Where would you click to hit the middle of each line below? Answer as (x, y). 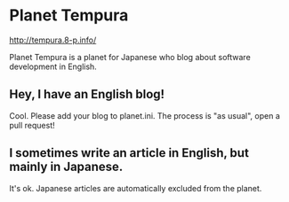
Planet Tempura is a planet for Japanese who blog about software (130, 57)
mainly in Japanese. (66, 167)
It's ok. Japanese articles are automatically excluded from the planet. (136, 188)
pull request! (32, 125)
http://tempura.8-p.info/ (53, 40)
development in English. (53, 66)
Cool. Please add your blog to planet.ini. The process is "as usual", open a (144, 115)
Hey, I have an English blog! (87, 94)
